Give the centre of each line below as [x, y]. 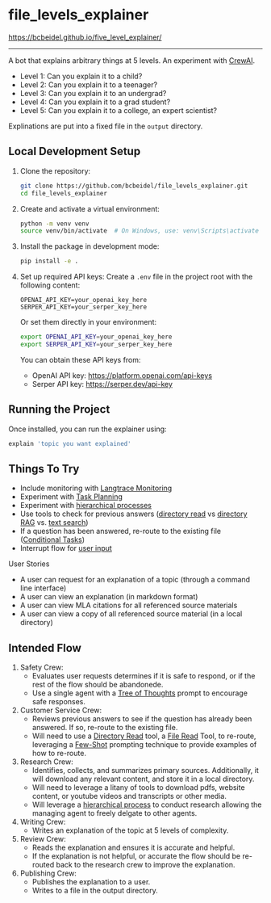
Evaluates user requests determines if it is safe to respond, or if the [144, 676]
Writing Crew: [43, 822]
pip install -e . [49, 261]
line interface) [43, 588]
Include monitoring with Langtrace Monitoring [96, 488]
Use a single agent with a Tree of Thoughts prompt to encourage [140, 693]
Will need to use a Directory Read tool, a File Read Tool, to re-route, [144, 736]
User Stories [29, 564]
